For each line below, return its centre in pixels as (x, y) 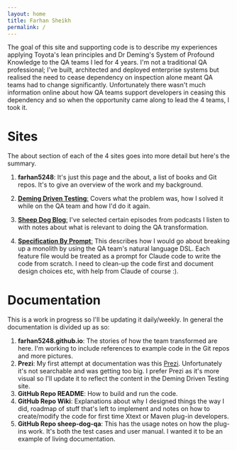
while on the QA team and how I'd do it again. (84, 206)
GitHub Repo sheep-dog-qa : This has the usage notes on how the (115, 424)
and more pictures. (45, 356)
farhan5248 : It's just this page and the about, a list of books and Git (117, 177)
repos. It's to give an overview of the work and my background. (110, 185)
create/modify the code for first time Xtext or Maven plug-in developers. (123, 417)
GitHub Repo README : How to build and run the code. (98, 394)
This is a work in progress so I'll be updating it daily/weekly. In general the (115, 319)
